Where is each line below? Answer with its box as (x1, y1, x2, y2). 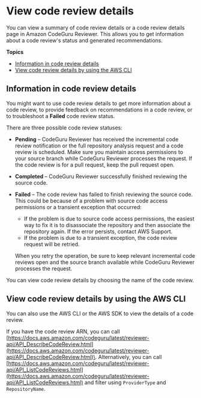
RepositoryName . (6, 385, 46, 392)
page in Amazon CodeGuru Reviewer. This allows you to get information (6, 30, 184, 37)
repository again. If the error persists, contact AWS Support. (23, 228, 173, 235)
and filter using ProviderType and (84, 379, 166, 386)
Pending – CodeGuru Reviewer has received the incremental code (14, 135, 179, 143)
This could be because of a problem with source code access (14, 197, 168, 204)
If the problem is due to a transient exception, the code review (23, 234, 178, 241)
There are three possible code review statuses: (6, 124, 123, 131)
